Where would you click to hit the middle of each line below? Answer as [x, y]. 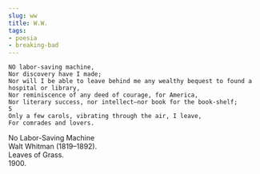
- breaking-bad [34, 45]
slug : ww [23, 16]
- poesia [23, 38]
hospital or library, [44, 89]
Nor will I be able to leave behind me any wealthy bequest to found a [130, 81]
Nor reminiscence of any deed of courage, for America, [103, 95]
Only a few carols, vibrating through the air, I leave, [105, 117]
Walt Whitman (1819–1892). [53, 146]
